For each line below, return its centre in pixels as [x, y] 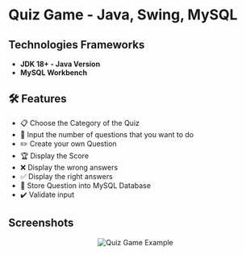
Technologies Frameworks [77, 45]
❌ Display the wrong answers [69, 167]
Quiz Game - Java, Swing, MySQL [123, 15]
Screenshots [41, 223]
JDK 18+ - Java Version [60, 64]
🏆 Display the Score [54, 156]
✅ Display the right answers [66, 176]
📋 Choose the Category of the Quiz [79, 123]
